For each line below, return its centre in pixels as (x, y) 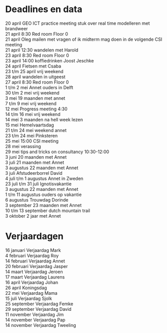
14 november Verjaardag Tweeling (41, 325)
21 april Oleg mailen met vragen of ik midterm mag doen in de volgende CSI (84, 39)
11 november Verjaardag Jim (35, 314)
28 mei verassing (23, 146)
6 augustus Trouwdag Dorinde (37, 199)
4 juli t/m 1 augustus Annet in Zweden (44, 178)
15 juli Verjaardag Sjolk (29, 298)
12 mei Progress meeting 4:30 (36, 109)
